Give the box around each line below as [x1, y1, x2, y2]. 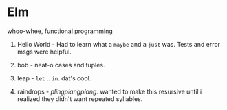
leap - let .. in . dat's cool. [17, 74, 91, 82]
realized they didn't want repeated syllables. [17, 94, 143, 103]
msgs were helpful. [17, 47, 72, 56]
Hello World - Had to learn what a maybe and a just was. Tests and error [17, 40, 221, 48]
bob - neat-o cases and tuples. [17, 60, 105, 69]
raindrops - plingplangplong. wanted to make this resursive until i [17, 87, 202, 96]
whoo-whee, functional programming [7, 27, 113, 35]
